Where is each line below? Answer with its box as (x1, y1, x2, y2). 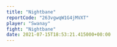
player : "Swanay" (6, 20, 51, 26)
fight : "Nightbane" (6, 26, 56, 32)
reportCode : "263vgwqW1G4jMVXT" (6, 15, 89, 21)
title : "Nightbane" (6, 9, 56, 15)
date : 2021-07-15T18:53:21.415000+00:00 (6, 32, 111, 38)
